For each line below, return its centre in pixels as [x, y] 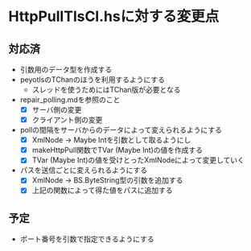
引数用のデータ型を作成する [66, 70]
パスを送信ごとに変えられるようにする [83, 171]
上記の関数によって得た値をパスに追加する [102, 191]
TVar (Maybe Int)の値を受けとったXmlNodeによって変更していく [138, 160]
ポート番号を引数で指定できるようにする [87, 239]
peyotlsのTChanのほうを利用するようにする [93, 80]
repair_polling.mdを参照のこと [70, 100]
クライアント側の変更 [67, 120]
